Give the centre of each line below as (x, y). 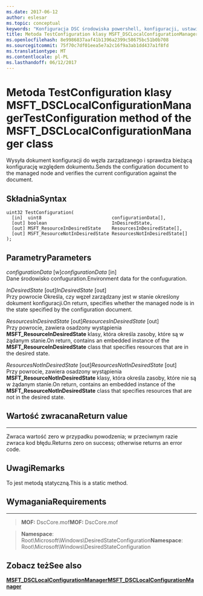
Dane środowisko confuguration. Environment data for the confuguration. (97, 279)
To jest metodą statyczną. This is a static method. (67, 483)
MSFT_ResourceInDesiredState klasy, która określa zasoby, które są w (95, 334)
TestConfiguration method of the (107, 118)
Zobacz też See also (44, 565)
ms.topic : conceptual (34, 23)
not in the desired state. (36, 397)
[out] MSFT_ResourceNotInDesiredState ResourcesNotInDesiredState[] (100, 234)
